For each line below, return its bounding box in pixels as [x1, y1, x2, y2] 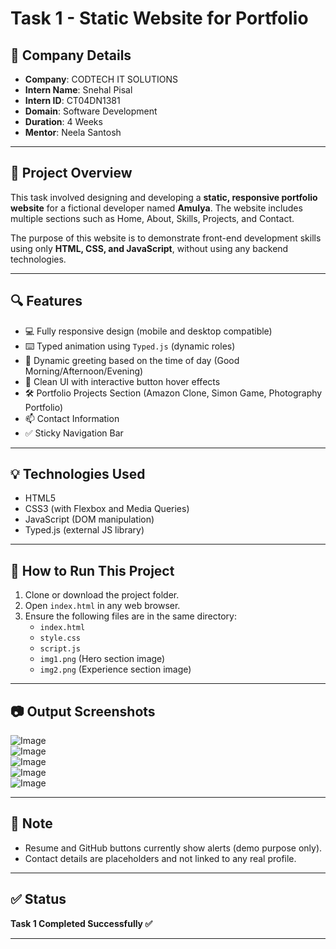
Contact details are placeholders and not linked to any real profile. [24, 852, 297, 864]
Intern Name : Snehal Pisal [24, 84, 133, 96]
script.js [39, 644, 82, 654]
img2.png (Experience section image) [39, 663, 192, 676]
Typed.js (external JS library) [24, 524, 145, 536]
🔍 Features [10, 293, 83, 310]
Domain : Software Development [24, 105, 158, 117]
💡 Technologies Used [10, 466, 146, 483]
